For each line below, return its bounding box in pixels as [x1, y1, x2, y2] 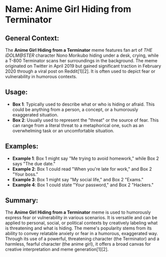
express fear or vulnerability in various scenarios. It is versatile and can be [5, 215, 158, 221]
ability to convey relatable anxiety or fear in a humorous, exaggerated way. [5, 231, 158, 237]
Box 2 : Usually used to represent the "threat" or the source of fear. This [12, 117, 159, 123]
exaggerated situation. [12, 112, 59, 118]
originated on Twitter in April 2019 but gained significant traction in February [5, 63, 162, 69]
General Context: [5, 34, 60, 42]
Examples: [5, 142, 39, 150]
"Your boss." [12, 171, 38, 177]
